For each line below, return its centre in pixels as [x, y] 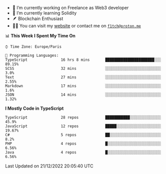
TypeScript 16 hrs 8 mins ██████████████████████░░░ [83, 60]
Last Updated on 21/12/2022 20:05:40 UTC [49, 166]
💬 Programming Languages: [32, 55]
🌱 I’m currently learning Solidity [44, 13]
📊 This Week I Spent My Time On [40, 36]
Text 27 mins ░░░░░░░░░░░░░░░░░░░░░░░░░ [83, 77]
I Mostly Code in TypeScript [34, 108]
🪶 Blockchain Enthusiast [38, 18]
